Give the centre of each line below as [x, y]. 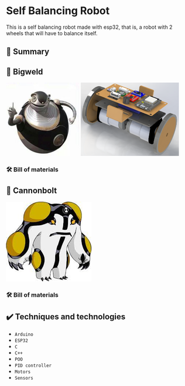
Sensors [24, 378]
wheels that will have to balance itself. [52, 33]
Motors [23, 372]
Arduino [24, 334]
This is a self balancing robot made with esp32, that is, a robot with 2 [89, 27]
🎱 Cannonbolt [32, 191]
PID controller [33, 365]
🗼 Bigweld [25, 72]
